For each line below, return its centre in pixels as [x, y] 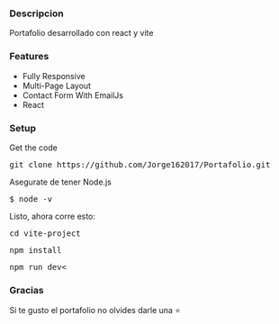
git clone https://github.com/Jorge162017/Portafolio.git [140, 164]
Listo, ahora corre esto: [53, 216]
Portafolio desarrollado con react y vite [81, 33]
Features [29, 57]
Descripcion [37, 13]
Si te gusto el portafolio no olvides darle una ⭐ [95, 310]
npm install [36, 250]
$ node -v [31, 199]
